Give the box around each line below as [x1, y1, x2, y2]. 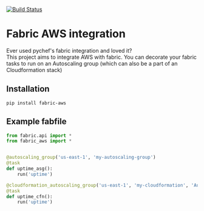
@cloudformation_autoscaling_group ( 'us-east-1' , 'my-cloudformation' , [6, 182, 189, 188]
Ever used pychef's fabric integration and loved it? [6, 47, 132, 54]
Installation [6, 84, 50, 94]
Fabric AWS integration [6, 27, 126, 41]
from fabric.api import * [6, 132, 72, 139]
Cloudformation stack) [6, 66, 63, 73]
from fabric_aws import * [6, 138, 72, 144]
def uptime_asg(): [6, 166, 53, 172]
